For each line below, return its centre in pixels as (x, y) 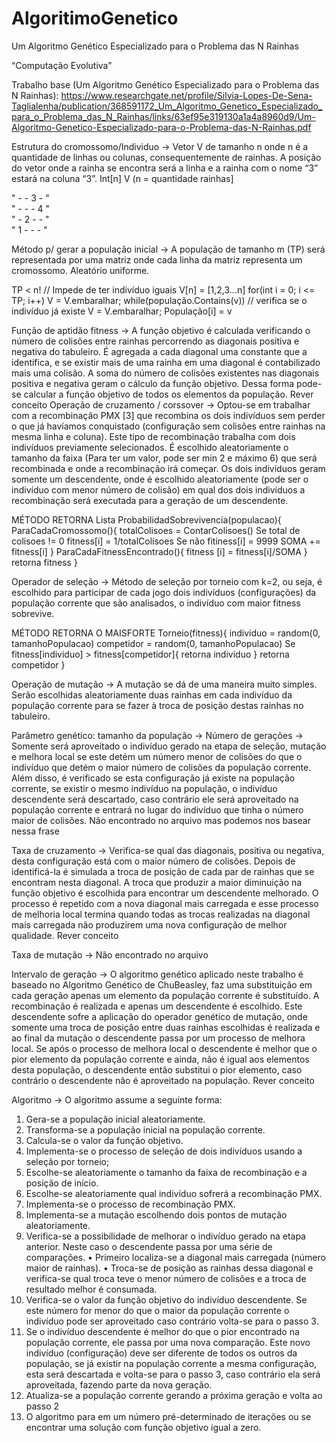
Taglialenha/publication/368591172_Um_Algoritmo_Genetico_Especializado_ (167, 106)
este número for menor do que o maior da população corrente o (157, 1310)
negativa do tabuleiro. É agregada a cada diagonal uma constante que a (159, 351)
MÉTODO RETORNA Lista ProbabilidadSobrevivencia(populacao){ (146, 519)
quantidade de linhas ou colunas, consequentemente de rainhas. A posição (166, 157)
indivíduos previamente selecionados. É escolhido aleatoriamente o (150, 447)
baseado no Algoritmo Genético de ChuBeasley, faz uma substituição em (162, 984)
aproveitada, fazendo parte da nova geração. (119, 1384)
